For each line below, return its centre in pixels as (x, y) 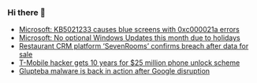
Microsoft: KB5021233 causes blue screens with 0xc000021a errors (129, 30)
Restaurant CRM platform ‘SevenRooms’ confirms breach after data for (134, 46)
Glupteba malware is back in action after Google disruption (114, 71)
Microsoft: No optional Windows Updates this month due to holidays (130, 38)
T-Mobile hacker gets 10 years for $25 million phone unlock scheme (129, 63)
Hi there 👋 (27, 13)
